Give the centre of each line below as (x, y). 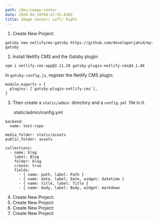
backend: (14, 122)
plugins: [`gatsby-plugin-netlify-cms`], (54, 89)
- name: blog (23, 153)
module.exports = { (26, 85)
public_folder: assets (29, 139)
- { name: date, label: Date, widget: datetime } (71, 179)
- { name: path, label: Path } (51, 175)
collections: (19, 148)
